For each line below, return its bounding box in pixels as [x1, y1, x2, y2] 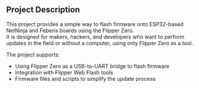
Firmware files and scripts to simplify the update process [14, 75, 156, 82]
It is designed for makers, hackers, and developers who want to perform [6, 33, 185, 40]
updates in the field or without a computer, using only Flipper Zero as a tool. [6, 39, 194, 46]
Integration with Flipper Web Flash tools [14, 68, 113, 76]
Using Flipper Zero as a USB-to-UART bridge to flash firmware [14, 62, 170, 70]
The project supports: [6, 51, 60, 58]
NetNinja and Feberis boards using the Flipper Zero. [6, 27, 134, 34]
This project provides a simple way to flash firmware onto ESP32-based [6, 20, 184, 27]
